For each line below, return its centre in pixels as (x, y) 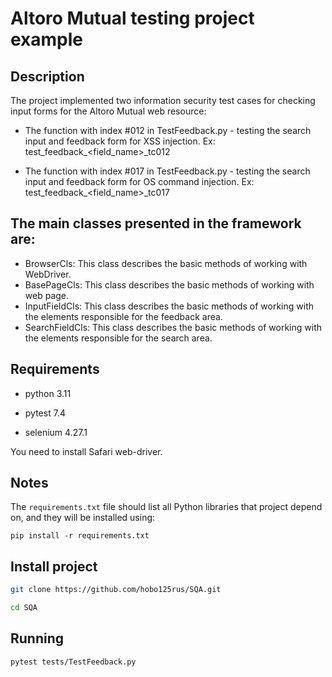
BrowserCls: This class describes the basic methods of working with (166, 263)
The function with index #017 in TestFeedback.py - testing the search (167, 171)
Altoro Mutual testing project (132, 18)
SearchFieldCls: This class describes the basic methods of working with (173, 327)
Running (37, 638)
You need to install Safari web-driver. (86, 451)
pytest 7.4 (45, 413)
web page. (47, 295)
